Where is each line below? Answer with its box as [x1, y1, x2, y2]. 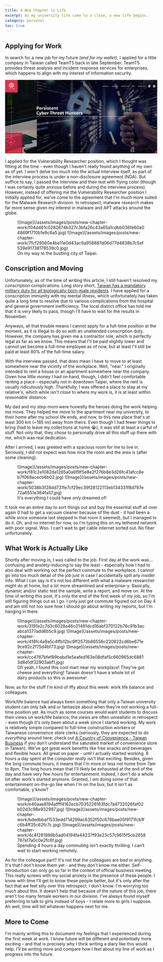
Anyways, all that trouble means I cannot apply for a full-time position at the [5, 323, 157, 329]
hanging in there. [5, 609, 39, 614]
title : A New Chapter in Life [5, 8, 66, 13]
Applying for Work [5, 42, 62, 50]
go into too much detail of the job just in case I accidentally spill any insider [5, 573, 155, 578]
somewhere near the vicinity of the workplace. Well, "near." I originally [5, 363, 146, 369]
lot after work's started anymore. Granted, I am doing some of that [5, 776, 138, 782]
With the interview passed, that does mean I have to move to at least [5, 358, 142, 364]
